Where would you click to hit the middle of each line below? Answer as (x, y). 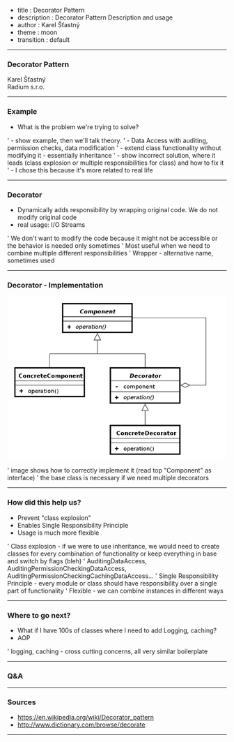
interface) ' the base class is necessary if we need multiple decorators (108, 478)
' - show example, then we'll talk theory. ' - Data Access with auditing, (108, 140)
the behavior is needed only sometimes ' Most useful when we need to (109, 245)
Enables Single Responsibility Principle (73, 525)
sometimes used (31, 260)
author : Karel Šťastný (48, 25)
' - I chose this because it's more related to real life (80, 170)
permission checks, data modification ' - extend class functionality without (114, 148)
